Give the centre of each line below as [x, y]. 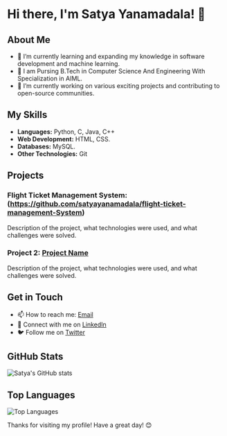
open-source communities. [56, 93]
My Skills [27, 115]
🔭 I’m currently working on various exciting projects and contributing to [118, 86]
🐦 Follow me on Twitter [51, 332]
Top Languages [41, 395]
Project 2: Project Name [48, 253]
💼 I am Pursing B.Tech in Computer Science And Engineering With [111, 71]
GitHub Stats [35, 357]
